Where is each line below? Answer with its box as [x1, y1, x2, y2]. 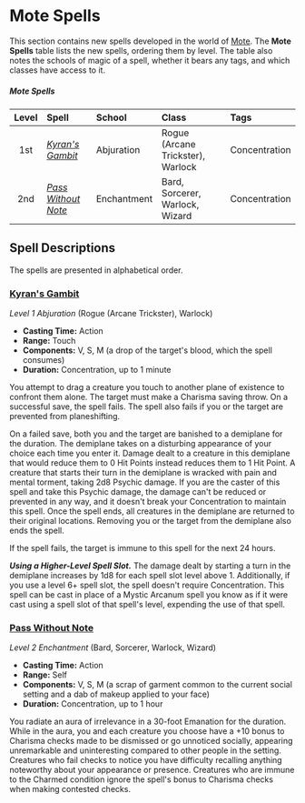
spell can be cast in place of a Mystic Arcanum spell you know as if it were [9, 589, 289, 600]
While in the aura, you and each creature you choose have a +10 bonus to [9, 726, 285, 737]
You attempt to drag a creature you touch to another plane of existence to [9, 382, 285, 393]
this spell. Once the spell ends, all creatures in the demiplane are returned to [9, 506, 295, 517]
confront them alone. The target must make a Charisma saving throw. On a [9, 392, 289, 403]
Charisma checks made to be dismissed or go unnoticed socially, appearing [9, 736, 293, 747]
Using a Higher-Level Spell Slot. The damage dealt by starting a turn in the [9, 560, 291, 571]
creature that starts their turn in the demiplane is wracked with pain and [9, 467, 277, 478]
